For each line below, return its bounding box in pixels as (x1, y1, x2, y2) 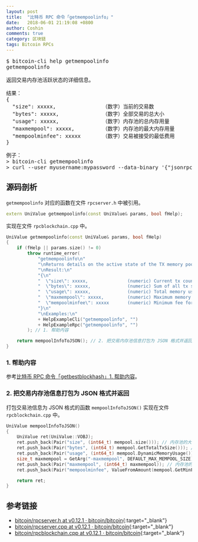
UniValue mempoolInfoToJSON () (6, 423, 81, 429)
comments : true (6, 31, 44, 37)
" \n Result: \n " (37, 267, 72, 273)
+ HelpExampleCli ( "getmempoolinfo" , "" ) (37, 316, 138, 322)
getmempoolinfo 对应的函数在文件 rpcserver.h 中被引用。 (6, 199, 144, 206)
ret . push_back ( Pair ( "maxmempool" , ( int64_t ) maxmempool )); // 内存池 (16, 461, 189, 467)
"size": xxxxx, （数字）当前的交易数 (12, 103, 154, 110)
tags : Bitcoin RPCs (6, 42, 54, 48)
